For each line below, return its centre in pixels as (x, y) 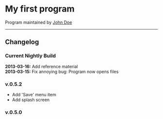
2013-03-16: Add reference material (41, 66)
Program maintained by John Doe (39, 22)
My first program (40, 9)
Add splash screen (31, 100)
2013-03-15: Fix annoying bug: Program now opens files (62, 72)
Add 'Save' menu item (34, 94)
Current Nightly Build (31, 56)
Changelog (22, 42)
